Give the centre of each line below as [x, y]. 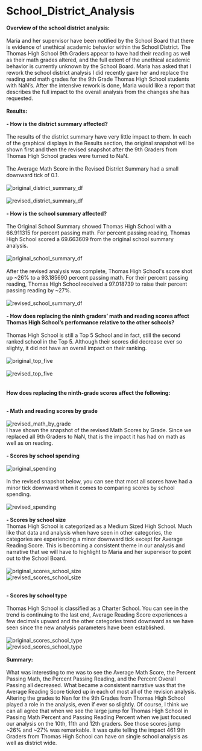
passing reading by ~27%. [39, 290]
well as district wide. [32, 743]
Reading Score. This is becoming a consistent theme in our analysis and [96, 545]
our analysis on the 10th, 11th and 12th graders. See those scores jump [93, 723]
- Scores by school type [37, 595]
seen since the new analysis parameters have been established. [86, 627]
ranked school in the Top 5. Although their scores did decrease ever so [94, 341]
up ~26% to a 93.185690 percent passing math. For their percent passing [97, 277]
